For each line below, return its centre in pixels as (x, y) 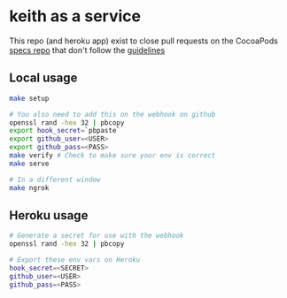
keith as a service (75, 16)
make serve (29, 164)
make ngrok (29, 187)
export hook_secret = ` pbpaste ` (65, 131)
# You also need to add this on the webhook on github (112, 114)
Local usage (43, 78)
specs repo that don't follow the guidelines (87, 50)
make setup (29, 98)
